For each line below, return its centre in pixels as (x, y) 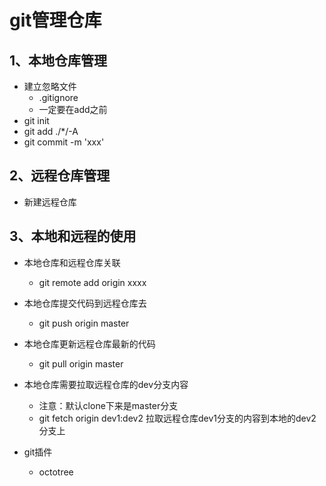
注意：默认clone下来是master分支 (108, 405)
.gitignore (58, 97)
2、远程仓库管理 (60, 176)
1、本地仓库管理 (58, 60)
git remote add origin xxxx (92, 282)
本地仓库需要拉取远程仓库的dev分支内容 (106, 384)
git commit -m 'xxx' (64, 142)
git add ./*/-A (51, 131)
